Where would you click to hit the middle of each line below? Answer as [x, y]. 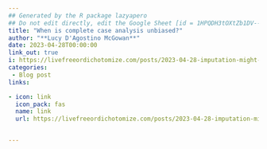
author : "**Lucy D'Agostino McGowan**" [74, 38]
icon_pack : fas [41, 104]
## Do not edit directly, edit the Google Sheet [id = [101, 23]
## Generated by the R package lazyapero [78, 16]
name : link [33, 112]
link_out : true [33, 53]
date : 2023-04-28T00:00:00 [53, 45]
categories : [28, 68]
